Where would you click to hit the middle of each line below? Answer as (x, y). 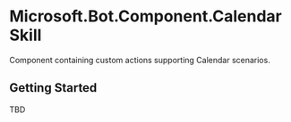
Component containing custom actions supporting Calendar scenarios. (140, 60)
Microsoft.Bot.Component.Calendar (145, 16)
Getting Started (53, 88)
